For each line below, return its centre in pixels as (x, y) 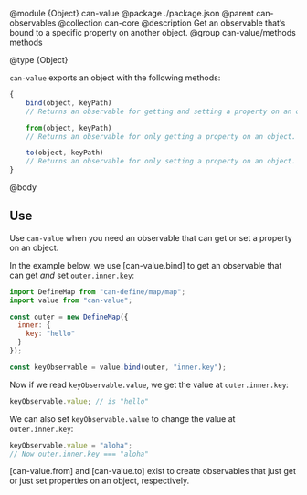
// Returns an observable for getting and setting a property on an (159, 111)
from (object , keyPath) (69, 128)
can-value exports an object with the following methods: (115, 78)
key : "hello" (51, 334)
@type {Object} (39, 60)
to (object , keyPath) (65, 153)
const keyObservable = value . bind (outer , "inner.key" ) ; (118, 367)
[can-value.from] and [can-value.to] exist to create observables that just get (153, 471)
